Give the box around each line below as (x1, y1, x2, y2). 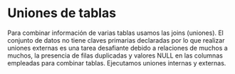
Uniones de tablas (7, 5, 116, 21)
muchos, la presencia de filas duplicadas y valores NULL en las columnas (7, 51, 223, 60)
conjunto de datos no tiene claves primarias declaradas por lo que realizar (7, 36, 225, 44)
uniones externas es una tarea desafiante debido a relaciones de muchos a (7, 43, 228, 52)
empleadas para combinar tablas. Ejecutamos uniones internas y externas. (7, 58, 226, 67)
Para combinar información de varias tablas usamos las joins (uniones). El (7, 28, 224, 37)
